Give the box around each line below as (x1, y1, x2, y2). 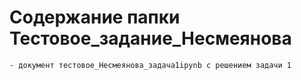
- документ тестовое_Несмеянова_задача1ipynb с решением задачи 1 (9, 60, 292, 70)
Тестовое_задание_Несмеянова (9, 27, 292, 50)
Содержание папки (9, 6, 181, 29)
